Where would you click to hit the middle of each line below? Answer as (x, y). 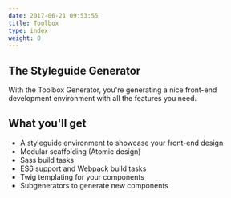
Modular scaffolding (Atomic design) (80, 151)
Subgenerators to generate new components (94, 185)
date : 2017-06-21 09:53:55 (53, 16)
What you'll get (47, 124)
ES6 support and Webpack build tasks (83, 168)
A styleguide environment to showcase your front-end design (122, 143)
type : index (28, 30)
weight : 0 (25, 38)
